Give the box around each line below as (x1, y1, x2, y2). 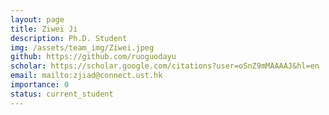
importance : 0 (10, 80, 70, 90)
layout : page (10, 14, 65, 25)
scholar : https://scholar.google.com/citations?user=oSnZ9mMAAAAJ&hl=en (10, 61, 320, 71)
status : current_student (10, 89, 114, 99)
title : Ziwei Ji (10, 24, 78, 34)
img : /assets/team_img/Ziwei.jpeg (10, 42, 155, 53)
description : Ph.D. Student (10, 33, 128, 43)
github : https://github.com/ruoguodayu (10, 52, 177, 62)
